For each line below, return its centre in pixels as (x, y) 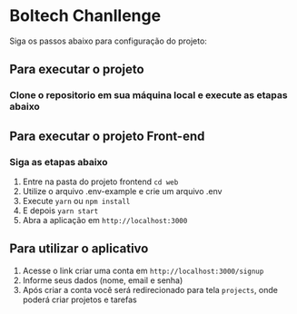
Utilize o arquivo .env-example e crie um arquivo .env (122, 191)
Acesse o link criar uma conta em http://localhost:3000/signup (143, 270)
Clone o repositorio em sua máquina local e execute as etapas (148, 95)
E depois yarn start (60, 211)
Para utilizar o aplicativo (79, 249)
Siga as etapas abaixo (59, 162)
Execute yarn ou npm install (76, 201)
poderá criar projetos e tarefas (80, 299)
